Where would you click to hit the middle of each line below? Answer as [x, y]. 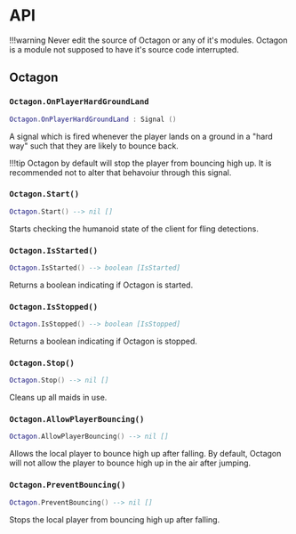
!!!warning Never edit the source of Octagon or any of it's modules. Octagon [148, 40]
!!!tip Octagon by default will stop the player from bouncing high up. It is [140, 163]
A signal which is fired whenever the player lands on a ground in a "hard [141, 136]
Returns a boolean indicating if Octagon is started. [101, 285]
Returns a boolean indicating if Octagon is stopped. [103, 341]
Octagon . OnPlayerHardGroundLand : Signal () [93, 119]
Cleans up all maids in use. [58, 398]
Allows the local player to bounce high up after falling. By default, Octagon [145, 454]
